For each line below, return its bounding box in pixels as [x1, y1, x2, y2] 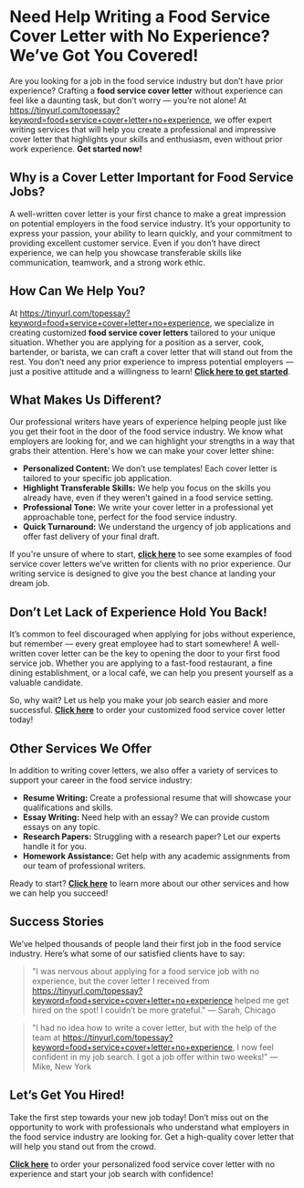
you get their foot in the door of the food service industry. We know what [9, 426, 284, 437]
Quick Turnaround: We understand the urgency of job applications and [22, 521, 291, 532]
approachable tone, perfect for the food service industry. [22, 511, 237, 522]
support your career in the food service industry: [9, 774, 194, 785]
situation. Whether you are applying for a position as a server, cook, [9, 336, 265, 348]
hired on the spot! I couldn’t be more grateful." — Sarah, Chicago [31, 1004, 277, 1015]
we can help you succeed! [9, 888, 109, 899]
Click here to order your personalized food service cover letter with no [9, 1158, 276, 1170]
